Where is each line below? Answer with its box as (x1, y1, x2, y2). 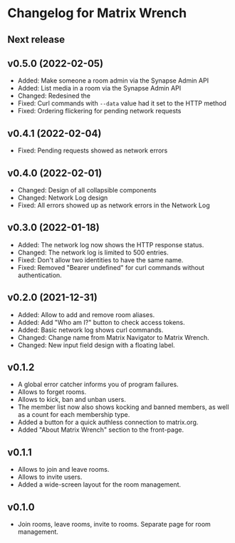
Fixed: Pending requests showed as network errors (17, 146, 168, 155)
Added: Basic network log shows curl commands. (17, 326, 164, 334)
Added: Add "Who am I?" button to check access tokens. (17, 318, 185, 326)
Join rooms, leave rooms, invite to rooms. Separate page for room (17, 520, 211, 529)
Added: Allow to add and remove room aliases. (17, 310, 155, 319)
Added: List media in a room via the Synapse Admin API (17, 84, 182, 93)
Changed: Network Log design (17, 194, 108, 202)
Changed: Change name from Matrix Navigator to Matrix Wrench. (17, 333, 210, 341)
